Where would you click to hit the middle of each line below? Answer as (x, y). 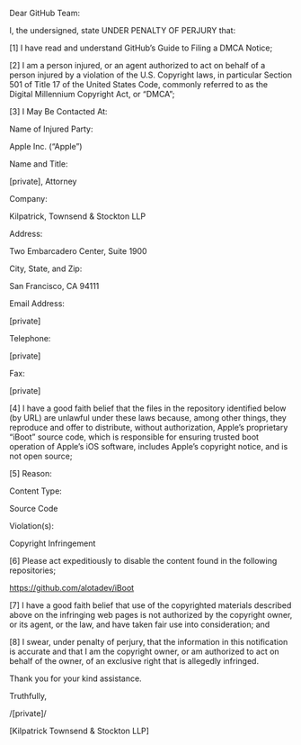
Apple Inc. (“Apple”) (46, 146)
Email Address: (37, 304)
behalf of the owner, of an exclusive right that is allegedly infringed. (134, 661)
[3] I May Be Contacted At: (58, 111)
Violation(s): (31, 526)
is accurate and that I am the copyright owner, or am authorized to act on (145, 651)
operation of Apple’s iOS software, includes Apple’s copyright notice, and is (149, 446)
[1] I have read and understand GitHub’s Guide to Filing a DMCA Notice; (141, 48)
